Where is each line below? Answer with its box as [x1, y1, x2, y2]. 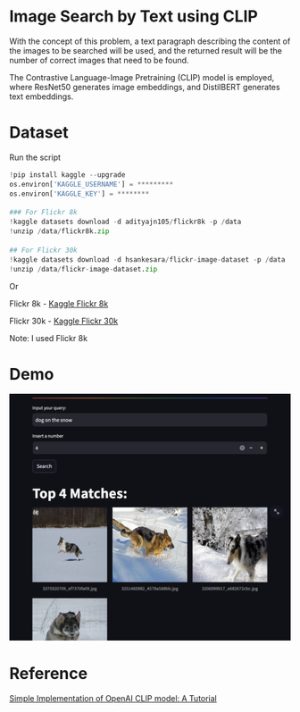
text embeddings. [9, 91, 74, 102]
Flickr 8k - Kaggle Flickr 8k [9, 297, 109, 309]
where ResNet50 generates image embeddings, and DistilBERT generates [9, 81, 280, 92]
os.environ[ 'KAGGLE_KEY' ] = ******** [9, 189, 150, 198]
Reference [9, 664, 87, 684]
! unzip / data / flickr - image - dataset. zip [9, 264, 158, 273]
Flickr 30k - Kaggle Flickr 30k [9, 315, 119, 326]
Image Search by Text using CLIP [9, 6, 259, 27]
